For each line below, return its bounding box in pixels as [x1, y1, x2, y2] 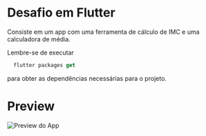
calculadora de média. [7, 35, 71, 43]
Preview [7, 99, 55, 114]
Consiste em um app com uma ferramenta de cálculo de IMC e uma [7, 28, 200, 36]
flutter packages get [13, 61, 76, 68]
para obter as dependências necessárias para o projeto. [7, 74, 167, 82]
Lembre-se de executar [7, 48, 75, 57]
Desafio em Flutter [7, 5, 115, 21]
